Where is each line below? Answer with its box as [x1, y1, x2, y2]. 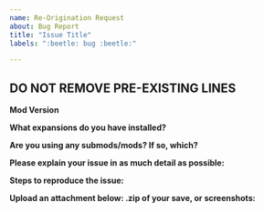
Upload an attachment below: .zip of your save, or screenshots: [9, 193, 256, 204]
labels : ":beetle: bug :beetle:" [9, 38, 137, 48]
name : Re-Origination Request [9, 13, 125, 23]
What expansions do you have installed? [9, 122, 167, 133]
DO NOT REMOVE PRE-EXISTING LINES [9, 80, 237, 96]
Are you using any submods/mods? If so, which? [9, 140, 198, 151]
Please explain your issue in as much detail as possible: [9, 157, 226, 168]
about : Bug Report [9, 22, 79, 31]
